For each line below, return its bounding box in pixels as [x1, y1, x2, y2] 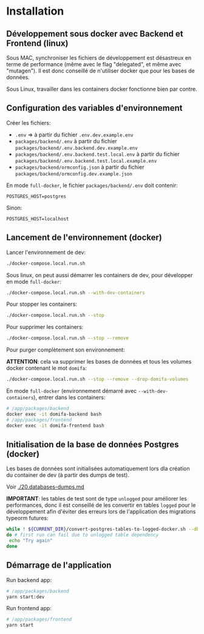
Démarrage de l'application [6, 560, 112, 571]
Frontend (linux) [6, 38, 69, 48]
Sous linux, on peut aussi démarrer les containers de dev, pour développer [6, 271, 193, 278]
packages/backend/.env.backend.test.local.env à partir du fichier [15, 150, 180, 158]
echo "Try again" [8, 538, 53, 544]
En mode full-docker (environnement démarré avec [6, 387, 137, 394]
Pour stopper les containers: [6, 300, 78, 308]
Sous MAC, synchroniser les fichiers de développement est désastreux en [6, 54, 192, 62]
